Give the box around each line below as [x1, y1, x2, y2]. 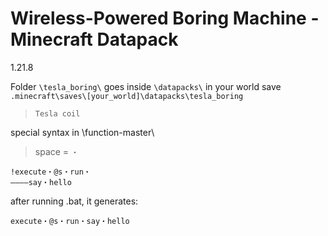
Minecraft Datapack [10, 28, 179, 51]
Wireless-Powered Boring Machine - [10, 7, 320, 30]
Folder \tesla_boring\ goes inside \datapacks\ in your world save [10, 80, 282, 92]
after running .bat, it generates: [10, 195, 139, 207]
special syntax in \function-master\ [10, 126, 155, 138]
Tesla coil [34, 108, 81, 119]
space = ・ [34, 145, 79, 157]
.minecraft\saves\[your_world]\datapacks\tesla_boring [10, 91, 244, 101]
